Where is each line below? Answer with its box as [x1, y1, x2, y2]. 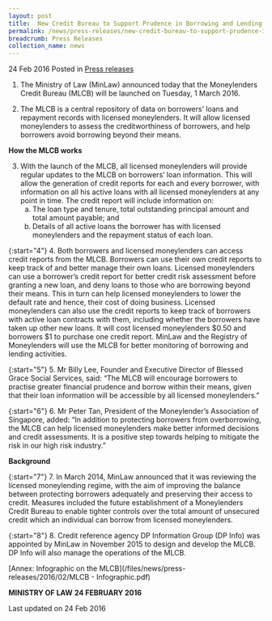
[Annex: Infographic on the [8, 564, 98, 573]
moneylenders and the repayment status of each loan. [32, 230, 213, 240]
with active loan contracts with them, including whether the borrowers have [8, 315, 261, 325]
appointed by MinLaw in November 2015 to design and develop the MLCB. [8, 539, 257, 549]
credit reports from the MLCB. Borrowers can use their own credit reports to [8, 254, 261, 264]
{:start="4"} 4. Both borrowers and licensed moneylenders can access [8, 246, 244, 256]
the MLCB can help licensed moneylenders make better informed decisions [8, 423, 260, 433]
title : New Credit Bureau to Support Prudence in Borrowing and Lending [8, 19, 263, 28]
